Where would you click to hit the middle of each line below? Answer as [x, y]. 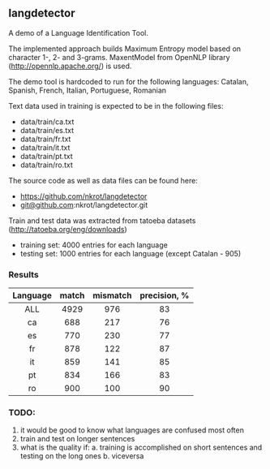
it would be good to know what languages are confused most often [132, 430]
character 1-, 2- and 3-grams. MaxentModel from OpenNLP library [119, 57]
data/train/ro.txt [46, 165]
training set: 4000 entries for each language [94, 245]
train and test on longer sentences [77, 439]
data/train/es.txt [47, 130]
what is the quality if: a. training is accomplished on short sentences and [141, 447]
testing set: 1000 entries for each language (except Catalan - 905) [131, 253]
